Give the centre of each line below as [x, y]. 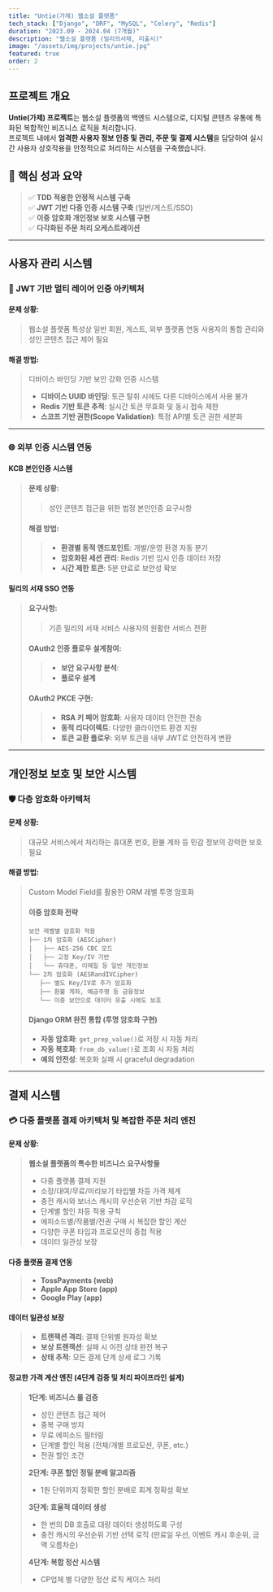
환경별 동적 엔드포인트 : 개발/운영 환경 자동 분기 [134, 548]
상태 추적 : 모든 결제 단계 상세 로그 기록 [101, 1357]
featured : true [34, 54]
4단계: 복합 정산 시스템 [64, 1562]
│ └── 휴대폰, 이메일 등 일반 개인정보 [88, 966]
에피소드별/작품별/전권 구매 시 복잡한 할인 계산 [113, 1221]
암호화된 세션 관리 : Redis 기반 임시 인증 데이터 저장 [141, 558]
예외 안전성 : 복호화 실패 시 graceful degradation [117, 1059]
